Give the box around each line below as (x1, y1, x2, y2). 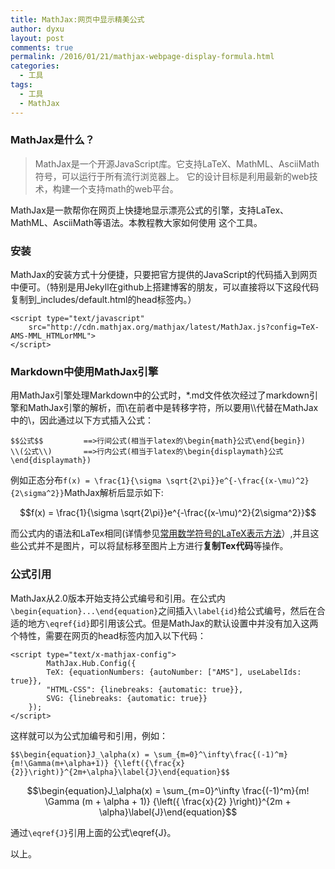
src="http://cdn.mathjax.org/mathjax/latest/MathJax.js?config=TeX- (28, 322, 320, 333)
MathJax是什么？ (10, 133, 95, 147)
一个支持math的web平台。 (69, 182, 179, 195)
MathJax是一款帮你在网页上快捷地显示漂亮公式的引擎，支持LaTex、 (10, 204, 290, 216)
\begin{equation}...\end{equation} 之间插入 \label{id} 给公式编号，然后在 (10, 604, 317, 616)
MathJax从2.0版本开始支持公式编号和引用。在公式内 (10, 592, 226, 604)
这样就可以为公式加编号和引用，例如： (10, 729, 168, 741)
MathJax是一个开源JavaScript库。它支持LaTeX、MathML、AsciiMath (34, 157, 320, 170)
